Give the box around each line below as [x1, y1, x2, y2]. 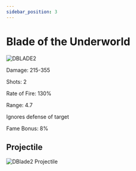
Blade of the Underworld [6, 34, 131, 48]
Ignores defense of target [6, 113, 69, 120]
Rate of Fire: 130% [6, 90, 52, 97]
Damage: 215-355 [6, 66, 50, 73]
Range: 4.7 [6, 101, 33, 108]
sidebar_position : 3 [6, 8, 58, 15]
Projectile [6, 142, 43, 152]
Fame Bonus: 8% [6, 125, 49, 132]
